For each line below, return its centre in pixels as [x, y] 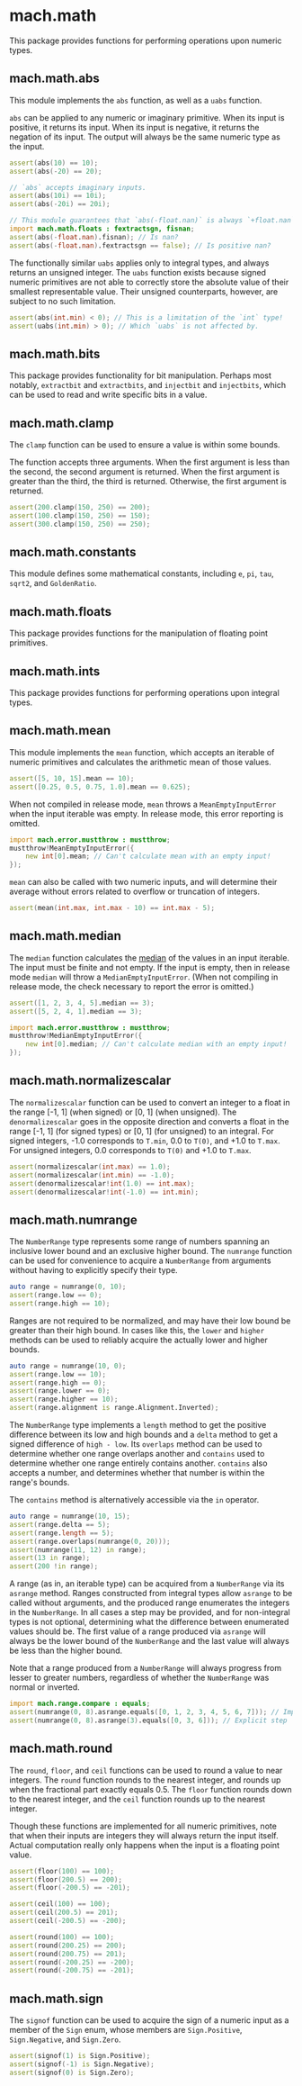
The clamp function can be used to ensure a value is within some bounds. [145, 445]
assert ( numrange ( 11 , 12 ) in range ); [78, 1549]
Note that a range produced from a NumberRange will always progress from [145, 1668]
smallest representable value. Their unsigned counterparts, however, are [144, 291]
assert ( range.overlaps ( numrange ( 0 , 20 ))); [90, 1541]
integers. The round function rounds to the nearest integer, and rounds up [145, 1780]
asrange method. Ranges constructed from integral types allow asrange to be [151, 1594]
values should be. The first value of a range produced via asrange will [138, 1631]
